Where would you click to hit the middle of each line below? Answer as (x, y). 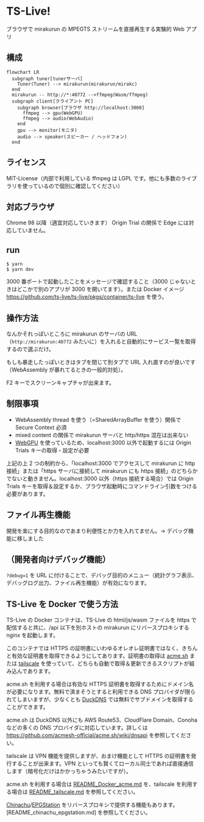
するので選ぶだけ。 (30, 349)
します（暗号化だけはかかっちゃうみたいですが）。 (69, 771)
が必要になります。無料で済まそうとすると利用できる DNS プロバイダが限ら (101, 692)
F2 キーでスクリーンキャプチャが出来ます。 (60, 383)
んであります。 (35, 671)
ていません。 (33, 230)
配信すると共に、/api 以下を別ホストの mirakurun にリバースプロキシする (98, 628)
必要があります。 (27, 494)
